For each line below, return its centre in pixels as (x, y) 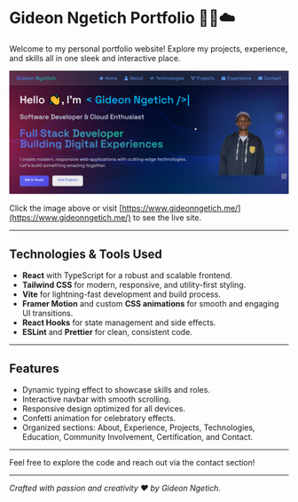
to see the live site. (167, 218)
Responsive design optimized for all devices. (104, 409)
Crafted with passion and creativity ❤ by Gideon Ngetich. (115, 488)
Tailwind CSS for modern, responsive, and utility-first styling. (134, 285)
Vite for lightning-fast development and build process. (122, 294)
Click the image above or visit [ (66, 208)
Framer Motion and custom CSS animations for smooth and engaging (150, 304)
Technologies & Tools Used (86, 254)
